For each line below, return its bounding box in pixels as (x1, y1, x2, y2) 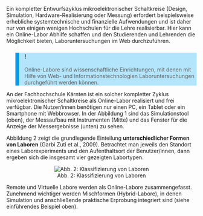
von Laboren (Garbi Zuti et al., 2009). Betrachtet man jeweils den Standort (6, 141, 192, 148)
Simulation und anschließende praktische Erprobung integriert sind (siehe (6, 197, 190, 204)
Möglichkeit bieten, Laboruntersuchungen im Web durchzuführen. (6, 38, 170, 44)
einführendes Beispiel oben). (6, 203, 79, 211)
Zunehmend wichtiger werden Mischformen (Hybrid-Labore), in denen (6, 190, 182, 197)
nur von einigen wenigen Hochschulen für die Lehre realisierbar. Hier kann (6, 24, 192, 31)
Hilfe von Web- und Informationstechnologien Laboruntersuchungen (24, 73, 195, 80)
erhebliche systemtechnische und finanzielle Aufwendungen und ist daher (6, 18, 192, 25)
